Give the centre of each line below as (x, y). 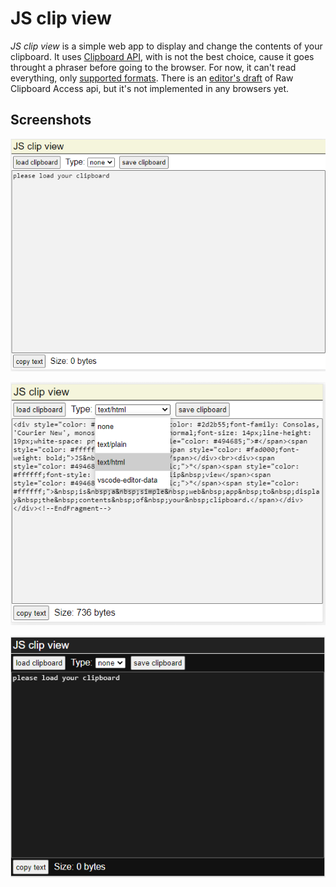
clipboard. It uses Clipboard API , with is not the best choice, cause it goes (162, 56)
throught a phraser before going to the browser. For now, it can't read (153, 67)
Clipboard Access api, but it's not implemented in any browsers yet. (150, 88)
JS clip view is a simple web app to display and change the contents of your (166, 46)
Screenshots (51, 120)
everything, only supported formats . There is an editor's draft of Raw (152, 78)
